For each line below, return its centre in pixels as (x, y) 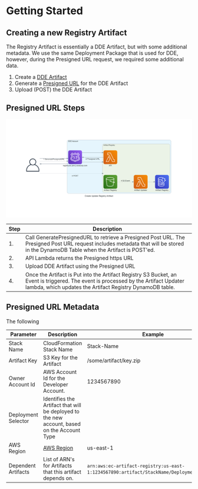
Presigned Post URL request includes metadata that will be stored (105, 244)
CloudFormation (63, 343)
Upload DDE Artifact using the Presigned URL (80, 266)
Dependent (22, 465)
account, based (62, 424)
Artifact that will (62, 405)
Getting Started (45, 11)
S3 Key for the (60, 357)
